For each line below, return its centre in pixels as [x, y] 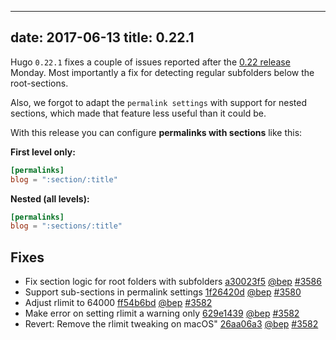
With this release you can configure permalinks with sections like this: [156, 132]
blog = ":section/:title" [64, 179]
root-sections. [39, 83]
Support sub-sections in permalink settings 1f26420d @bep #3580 [163, 292]
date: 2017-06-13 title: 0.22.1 [102, 37]
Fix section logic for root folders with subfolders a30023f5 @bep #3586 [173, 282]
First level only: [43, 152]
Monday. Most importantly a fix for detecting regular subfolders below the [162, 72]
